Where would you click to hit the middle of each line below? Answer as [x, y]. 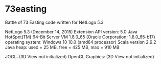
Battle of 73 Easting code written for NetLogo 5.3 [54, 22]
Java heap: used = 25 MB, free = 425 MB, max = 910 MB [62, 47]
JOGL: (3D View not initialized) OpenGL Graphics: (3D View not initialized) [80, 56]
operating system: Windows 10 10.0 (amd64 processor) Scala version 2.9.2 [81, 42]
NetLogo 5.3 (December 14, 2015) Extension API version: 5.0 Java [71, 32]
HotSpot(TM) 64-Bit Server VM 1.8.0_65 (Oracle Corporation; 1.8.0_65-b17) [80, 37]
